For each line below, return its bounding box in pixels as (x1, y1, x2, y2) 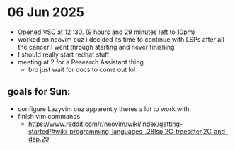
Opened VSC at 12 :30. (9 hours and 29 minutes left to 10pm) (17, 28, 195, 36)
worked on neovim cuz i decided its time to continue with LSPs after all (17, 35, 224, 43)
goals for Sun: (7, 86, 71, 98)
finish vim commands (17, 112, 81, 120)
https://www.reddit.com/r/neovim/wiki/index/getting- (28, 120, 183, 128)
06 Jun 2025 (7, 4, 85, 21)
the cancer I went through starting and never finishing (17, 42, 175, 51)
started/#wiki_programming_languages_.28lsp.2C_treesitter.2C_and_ (28, 127, 229, 135)
